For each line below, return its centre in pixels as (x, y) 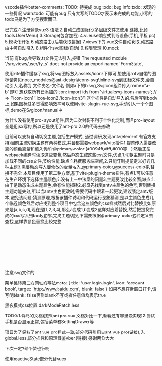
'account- (136, 283)
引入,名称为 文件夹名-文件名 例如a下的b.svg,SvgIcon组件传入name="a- (80, 86)
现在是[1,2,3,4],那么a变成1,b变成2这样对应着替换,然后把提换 (90, 209)
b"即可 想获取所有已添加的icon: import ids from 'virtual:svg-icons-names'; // (81, 92)
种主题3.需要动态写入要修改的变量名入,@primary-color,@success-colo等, (78, 167)
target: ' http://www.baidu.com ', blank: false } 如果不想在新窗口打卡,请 (88, 289)
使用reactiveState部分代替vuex (36, 359)
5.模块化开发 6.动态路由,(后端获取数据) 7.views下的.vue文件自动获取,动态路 (79, 42)
